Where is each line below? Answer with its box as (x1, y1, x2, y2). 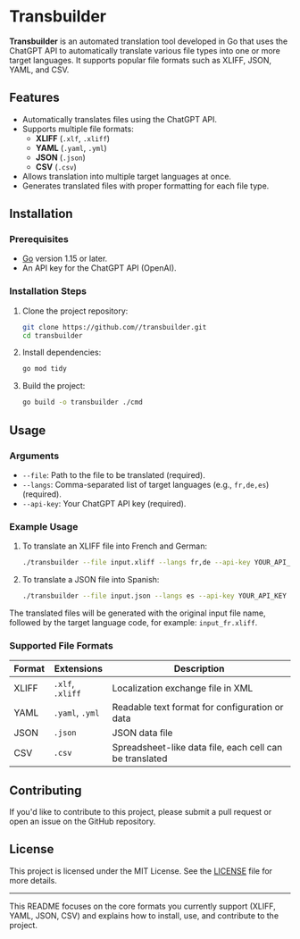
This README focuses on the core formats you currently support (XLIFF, (9, 901, 277, 911)
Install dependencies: (21, 347, 102, 358)
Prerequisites (9, 233, 69, 246)
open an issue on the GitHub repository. (9, 816, 156, 827)
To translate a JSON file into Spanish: (21, 574, 160, 585)
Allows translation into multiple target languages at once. (21, 171, 232, 181)
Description (173, 663, 225, 675)
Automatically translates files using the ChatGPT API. (21, 113, 217, 124)
